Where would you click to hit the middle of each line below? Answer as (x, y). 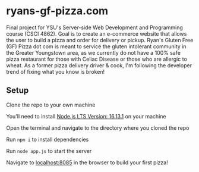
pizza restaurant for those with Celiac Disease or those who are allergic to (97, 59)
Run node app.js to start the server (49, 151)
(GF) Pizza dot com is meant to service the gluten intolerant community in (96, 46)
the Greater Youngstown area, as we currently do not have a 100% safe (94, 52)
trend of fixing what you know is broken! (56, 71)
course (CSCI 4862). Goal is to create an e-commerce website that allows (97, 33)
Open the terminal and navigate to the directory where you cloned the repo (98, 128)
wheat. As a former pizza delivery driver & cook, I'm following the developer (99, 65)
